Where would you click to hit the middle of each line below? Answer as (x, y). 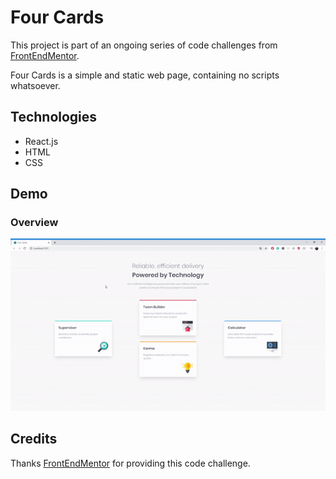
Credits (34, 439)
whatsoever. (35, 85)
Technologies (54, 117)
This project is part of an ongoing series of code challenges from (144, 45)
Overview (34, 223)
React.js (41, 141)
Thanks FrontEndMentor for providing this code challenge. (130, 463)
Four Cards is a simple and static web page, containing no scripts (145, 75)
